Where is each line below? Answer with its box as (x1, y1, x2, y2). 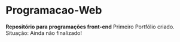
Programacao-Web (5, 4, 102, 17)
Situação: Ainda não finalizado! (5, 29, 82, 36)
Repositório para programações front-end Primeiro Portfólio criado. (5, 23, 175, 30)
